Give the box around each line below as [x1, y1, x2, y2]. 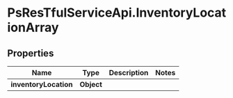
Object [79, 80, 103, 89]
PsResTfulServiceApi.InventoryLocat [7, 5, 227, 21]
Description [109, 68, 149, 77]
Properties [7, 47, 54, 59]
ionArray [7, 19, 59, 35]
